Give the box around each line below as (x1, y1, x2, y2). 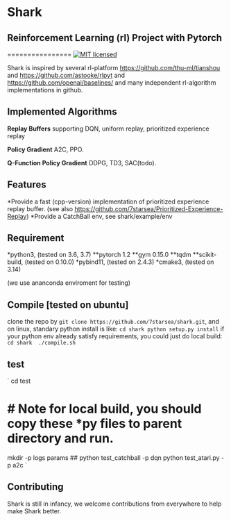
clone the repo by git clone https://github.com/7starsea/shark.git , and (7, 317, 220, 326)
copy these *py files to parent (7, 416, 182, 431)
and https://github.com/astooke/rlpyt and (7, 71, 126, 79)
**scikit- (192, 251, 217, 259)
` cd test (7, 377, 31, 386)
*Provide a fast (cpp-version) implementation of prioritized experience (7, 197, 209, 206)
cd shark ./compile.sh (7, 340, 76, 347)
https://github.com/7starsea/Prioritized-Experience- (74, 204, 223, 213)
